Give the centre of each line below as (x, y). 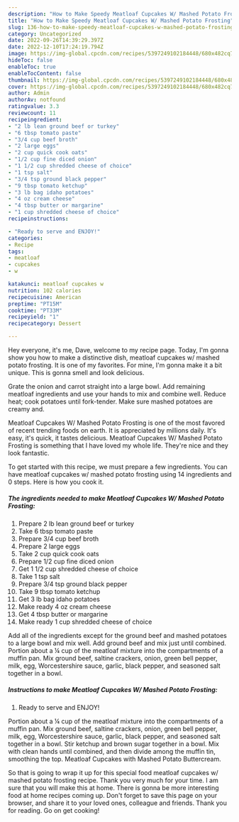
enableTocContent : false (45, 73)
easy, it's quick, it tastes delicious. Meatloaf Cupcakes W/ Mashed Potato (115, 438)
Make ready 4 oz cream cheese (65, 606)
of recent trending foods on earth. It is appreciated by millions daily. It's (112, 430)
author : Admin (29, 93)
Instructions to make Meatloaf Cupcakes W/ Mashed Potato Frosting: (113, 689)
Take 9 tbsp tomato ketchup (59, 591)
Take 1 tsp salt (39, 576)
